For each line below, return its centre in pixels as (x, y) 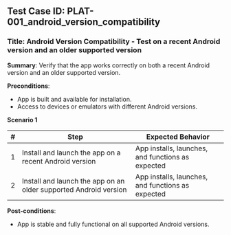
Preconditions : (29, 86)
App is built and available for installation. (74, 99)
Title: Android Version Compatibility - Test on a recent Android (114, 42)
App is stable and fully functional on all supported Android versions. (113, 224)
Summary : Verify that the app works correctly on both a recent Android (109, 65)
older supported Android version (74, 190)
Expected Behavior (178, 137)
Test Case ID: (36, 11)
